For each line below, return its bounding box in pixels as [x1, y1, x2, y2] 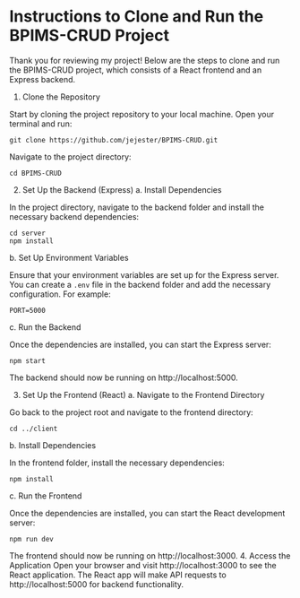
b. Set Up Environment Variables [9, 252, 129, 263]
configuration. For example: [9, 289, 111, 299]
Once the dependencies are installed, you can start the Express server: [9, 339, 271, 350]
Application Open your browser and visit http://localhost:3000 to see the [9, 559, 277, 570]
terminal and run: [9, 118, 73, 129]
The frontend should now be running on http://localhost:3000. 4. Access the [9, 550, 291, 561]
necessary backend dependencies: [9, 211, 140, 221]
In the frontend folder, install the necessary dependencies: [9, 457, 226, 468]
